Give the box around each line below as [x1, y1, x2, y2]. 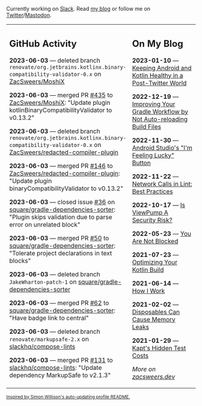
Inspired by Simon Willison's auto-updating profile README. [6, 394, 130, 400]
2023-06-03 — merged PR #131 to [9, 355, 113, 364]
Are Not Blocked [132, 237, 179, 245]
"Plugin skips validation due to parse [9, 213, 112, 221]
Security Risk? [132, 216, 173, 224]
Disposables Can [132, 307, 180, 316]
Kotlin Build [132, 265, 164, 273]
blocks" [9, 256, 31, 264]
